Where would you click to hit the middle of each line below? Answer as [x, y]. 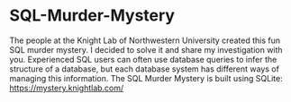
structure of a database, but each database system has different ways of [144, 69]
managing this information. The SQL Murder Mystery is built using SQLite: [146, 78]
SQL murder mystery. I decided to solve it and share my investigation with [146, 49]
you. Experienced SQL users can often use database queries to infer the [143, 59]
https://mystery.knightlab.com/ [67, 88]
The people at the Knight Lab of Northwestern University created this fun [145, 40]
